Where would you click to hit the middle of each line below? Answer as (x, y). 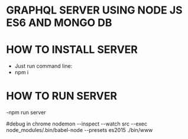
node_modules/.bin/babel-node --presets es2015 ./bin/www (80, 130)
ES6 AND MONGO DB (59, 23)
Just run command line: (43, 66)
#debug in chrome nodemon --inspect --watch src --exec (77, 124)
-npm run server (26, 112)
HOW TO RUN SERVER (61, 96)
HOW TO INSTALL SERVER (72, 50)
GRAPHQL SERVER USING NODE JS (94, 10)
